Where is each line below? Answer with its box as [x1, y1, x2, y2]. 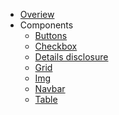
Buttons [34, 30, 68, 41]
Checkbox [34, 40, 78, 52]
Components [19, 19, 74, 31]
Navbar [34, 83, 66, 94]
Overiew [19, 9, 55, 20]
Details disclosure [34, 51, 109, 63]
